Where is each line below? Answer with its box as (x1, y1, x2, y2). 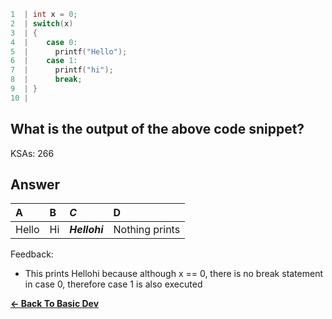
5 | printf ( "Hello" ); (10, 46, 128, 57)
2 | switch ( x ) (10, 18, 74, 29)
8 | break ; (10, 75, 83, 85)
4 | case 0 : (10, 37, 78, 47)
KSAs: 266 (10, 147, 55, 159)
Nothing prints (113, 223, 181, 237)
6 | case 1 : (10, 56, 78, 66)
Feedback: (10, 248, 54, 260)
